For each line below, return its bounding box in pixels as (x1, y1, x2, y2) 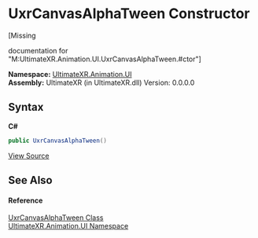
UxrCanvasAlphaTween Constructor (8, 5, 250, 23)
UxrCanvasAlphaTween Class (8, 213, 104, 222)
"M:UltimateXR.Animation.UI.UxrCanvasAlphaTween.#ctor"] (8, 54, 202, 64)
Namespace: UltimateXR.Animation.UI (8, 69, 132, 79)
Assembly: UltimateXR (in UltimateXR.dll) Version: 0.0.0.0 (8, 78, 195, 87)
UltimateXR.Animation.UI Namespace (8, 222, 129, 231)
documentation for (8, 46, 68, 55)
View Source (8, 151, 50, 160)
